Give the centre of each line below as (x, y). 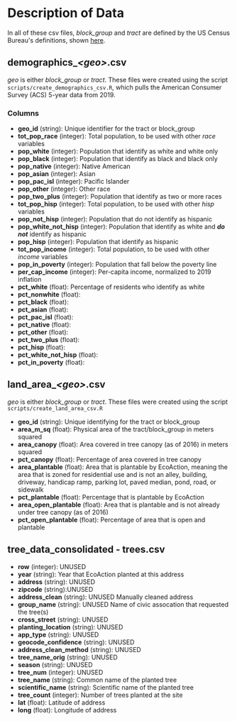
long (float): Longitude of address (67, 710)
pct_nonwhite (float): (49, 295)
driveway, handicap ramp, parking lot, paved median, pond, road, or (117, 482)
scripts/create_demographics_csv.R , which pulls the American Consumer (115, 87)
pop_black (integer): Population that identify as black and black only (117, 159)
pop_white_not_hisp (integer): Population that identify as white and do (121, 227)
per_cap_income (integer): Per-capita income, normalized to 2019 (114, 272)
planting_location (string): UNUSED (70, 627)
